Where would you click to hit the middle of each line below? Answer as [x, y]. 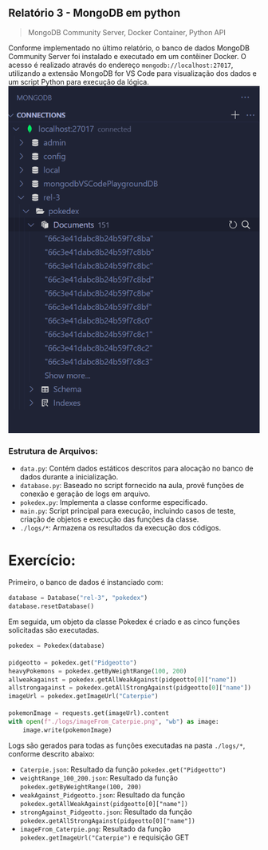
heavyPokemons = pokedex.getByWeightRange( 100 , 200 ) [98, 671]
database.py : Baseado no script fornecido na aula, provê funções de [132, 486]
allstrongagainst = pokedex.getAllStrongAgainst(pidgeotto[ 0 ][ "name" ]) [130, 688]
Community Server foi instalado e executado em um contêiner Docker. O [127, 56]
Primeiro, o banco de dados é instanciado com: [86, 582]
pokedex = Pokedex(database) [57, 646]
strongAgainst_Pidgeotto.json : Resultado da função [106, 812]
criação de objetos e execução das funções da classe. [109, 519]
